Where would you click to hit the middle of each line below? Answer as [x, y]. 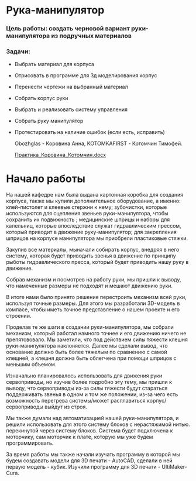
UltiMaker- [174, 467]
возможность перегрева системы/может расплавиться [76, 401]
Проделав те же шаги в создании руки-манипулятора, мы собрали [90, 327]
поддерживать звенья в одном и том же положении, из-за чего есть [92, 394]
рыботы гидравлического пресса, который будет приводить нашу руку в [97, 262]
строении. [19, 316]
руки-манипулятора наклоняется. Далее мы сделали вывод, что [87, 346]
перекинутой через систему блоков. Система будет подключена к [90, 431]
